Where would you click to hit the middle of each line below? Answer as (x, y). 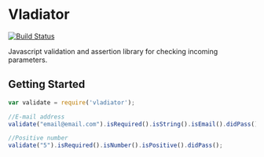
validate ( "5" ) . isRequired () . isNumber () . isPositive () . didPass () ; (115, 146)
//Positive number (38, 138)
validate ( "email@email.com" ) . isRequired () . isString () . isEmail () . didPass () (133, 124)
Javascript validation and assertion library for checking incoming (113, 51)
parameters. (28, 60)
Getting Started (47, 84)
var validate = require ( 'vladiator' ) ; (71, 102)
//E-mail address (37, 117)
